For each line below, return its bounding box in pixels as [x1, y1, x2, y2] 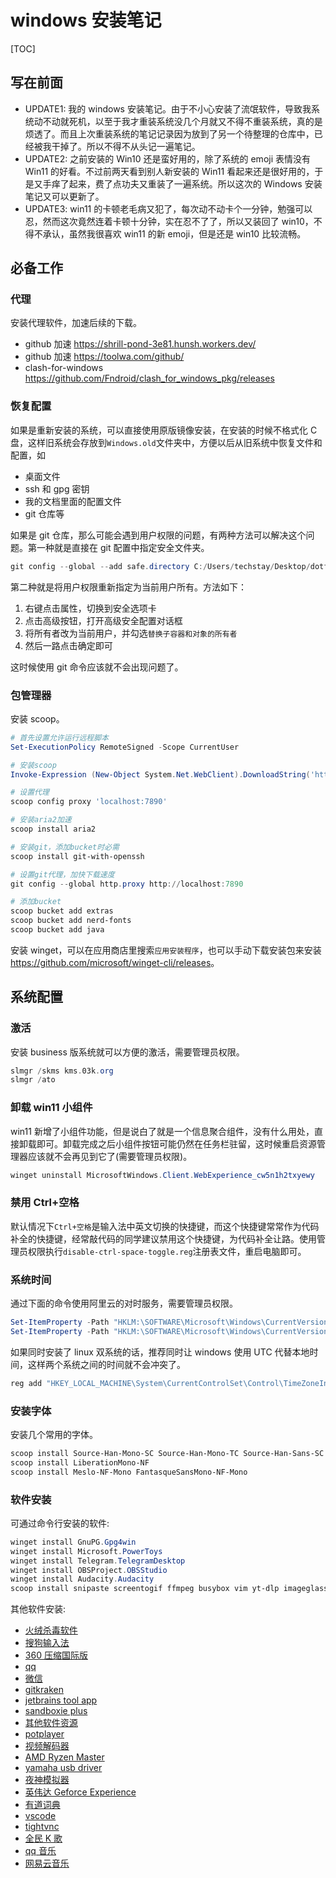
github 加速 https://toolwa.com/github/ [24, 351, 185, 363]
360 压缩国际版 [24, 1649, 88, 1661]
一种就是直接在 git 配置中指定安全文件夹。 [36, 541, 210, 553]
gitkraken [24, 1684, 64, 1696]
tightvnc [24, 1821, 60, 1833]
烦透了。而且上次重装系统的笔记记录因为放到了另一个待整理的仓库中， [24, 127, 315, 140]
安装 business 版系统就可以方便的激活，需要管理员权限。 [10, 1046, 245, 1058]
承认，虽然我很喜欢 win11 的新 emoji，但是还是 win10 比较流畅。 [42, 227, 307, 240]
